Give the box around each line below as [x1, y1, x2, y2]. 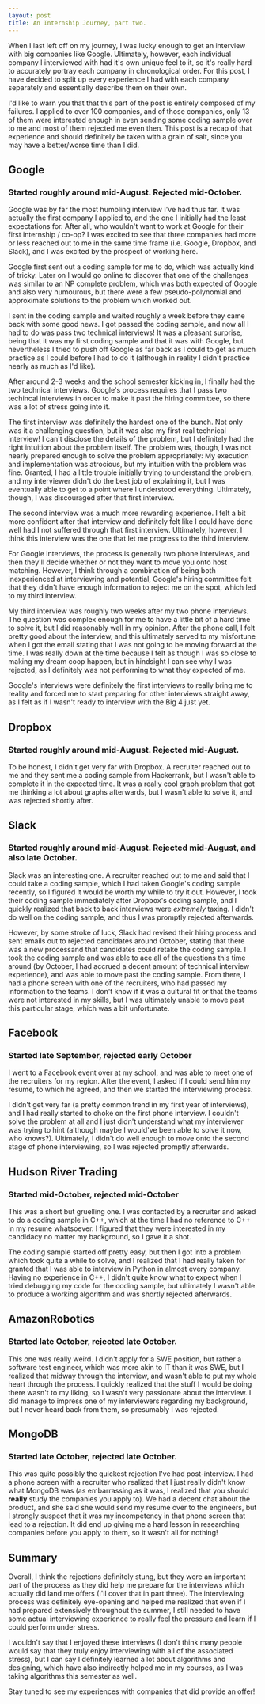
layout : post [8, 11, 51, 20]
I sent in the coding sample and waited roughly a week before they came [8, 311, 245, 321]
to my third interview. [8, 591, 77, 601]
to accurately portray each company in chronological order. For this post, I [8, 66, 251, 75]
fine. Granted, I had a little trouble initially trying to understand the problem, [8, 468, 253, 477]
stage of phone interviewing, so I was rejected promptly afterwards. [8, 1142, 229, 1152]
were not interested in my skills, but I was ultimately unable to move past [8, 995, 245, 1004]
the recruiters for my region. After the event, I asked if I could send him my [8, 1076, 251, 1086]
